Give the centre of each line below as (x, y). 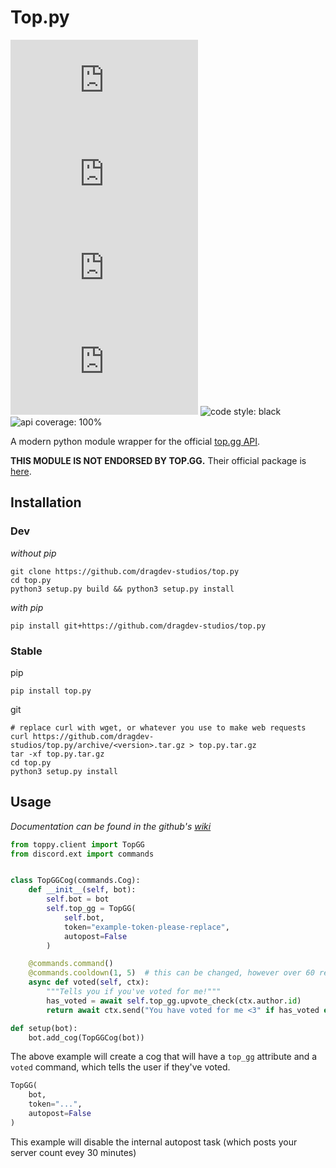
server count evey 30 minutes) (73, 1152)
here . (21, 471)
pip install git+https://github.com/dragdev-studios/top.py (138, 626)
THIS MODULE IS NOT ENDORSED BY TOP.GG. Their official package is (158, 460)
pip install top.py (51, 691)
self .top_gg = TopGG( (91, 909)
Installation (46, 502)
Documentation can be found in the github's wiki (111, 826)
